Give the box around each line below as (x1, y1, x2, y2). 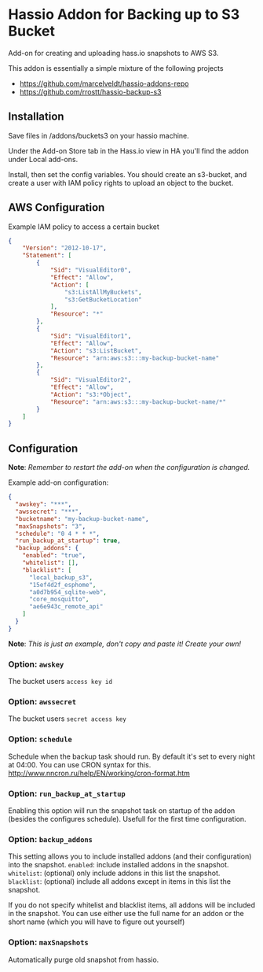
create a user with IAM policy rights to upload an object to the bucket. (8, 178, 234, 187)
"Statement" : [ (22, 252, 72, 260)
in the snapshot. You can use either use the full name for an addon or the (8, 909, 245, 918)
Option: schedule (8, 734, 72, 745)
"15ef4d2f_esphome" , (28, 581, 97, 589)
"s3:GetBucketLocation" (64, 295, 143, 304)
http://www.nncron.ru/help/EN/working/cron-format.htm (8, 768, 191, 778)
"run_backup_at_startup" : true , (15, 537, 122, 545)
